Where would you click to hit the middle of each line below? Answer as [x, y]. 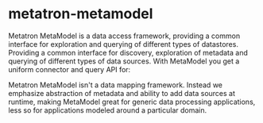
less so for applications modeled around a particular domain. [108, 110]
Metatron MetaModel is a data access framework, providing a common [124, 36]
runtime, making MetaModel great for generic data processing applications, [132, 102]
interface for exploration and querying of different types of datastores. [123, 44]
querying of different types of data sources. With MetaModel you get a [124, 61]
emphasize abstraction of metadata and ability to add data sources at [122, 93]
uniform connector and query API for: [70, 69]
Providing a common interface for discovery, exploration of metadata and [128, 52]
